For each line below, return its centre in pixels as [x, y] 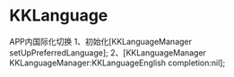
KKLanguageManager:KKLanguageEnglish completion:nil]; [117, 63]
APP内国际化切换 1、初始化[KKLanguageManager [101, 41]
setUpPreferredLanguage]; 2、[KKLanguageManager [108, 52]
